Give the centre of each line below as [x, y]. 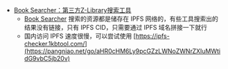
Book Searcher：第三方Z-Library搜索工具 [72, 10]
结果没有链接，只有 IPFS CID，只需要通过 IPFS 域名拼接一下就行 [116, 27]
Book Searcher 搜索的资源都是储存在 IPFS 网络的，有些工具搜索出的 [121, 19]
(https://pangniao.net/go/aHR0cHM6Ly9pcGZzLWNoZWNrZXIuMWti [122, 51]
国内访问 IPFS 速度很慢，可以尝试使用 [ [80, 36]
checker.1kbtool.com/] [56, 44]
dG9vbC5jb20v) [47, 58]
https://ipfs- [152, 36]
